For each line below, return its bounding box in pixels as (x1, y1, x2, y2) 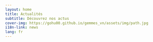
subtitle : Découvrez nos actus (5, 16, 69, 21)
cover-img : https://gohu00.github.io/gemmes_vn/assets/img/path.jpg (5, 20, 149, 26)
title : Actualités (5, 12, 43, 16)
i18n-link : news (5, 25, 38, 30)
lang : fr (5, 29, 23, 34)
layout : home (5, 7, 32, 12)
